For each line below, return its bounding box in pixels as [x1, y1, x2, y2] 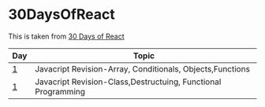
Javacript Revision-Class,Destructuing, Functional [35, 76, 222, 87]
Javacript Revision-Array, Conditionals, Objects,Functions [35, 63, 251, 74]
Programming [35, 86, 85, 97]
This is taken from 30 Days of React [8, 31, 125, 41]
